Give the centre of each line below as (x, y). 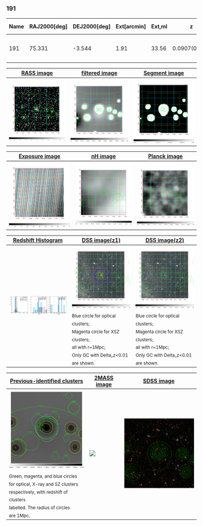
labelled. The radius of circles (40, 508)
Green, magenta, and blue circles (43, 476)
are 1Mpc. (19, 516)
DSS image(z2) (165, 240)
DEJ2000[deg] (91, 27)
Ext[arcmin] (131, 27)
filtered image (99, 73)
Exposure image (39, 156)
